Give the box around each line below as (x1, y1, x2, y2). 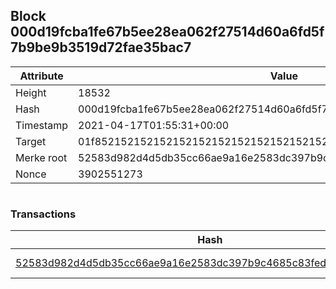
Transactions (10, 207, 77, 221)
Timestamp (15, 118, 69, 132)
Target (15, 134, 47, 148)
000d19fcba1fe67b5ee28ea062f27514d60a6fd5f (10, 24, 325, 41)
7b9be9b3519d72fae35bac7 (10, 39, 192, 56)
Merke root (15, 150, 68, 164)
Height (15, 85, 47, 99)
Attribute (19, 69, 64, 83)
